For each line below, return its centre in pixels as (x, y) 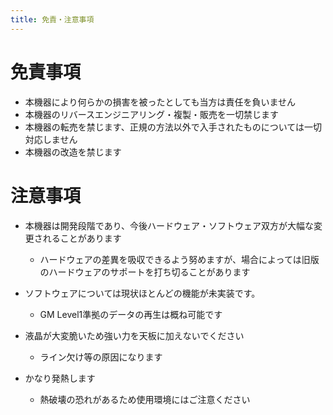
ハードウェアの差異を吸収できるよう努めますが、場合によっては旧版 (179, 259)
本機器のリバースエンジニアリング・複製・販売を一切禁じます (152, 114)
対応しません (51, 139)
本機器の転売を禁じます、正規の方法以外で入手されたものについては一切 (173, 127)
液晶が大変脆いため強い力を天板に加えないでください (134, 335)
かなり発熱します (60, 378)
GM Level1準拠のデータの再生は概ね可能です (131, 314)
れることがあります (82, 238)
